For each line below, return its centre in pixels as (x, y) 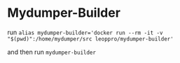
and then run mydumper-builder (52, 52)
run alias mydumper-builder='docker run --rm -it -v (85, 32)
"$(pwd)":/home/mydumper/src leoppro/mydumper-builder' (90, 39)
